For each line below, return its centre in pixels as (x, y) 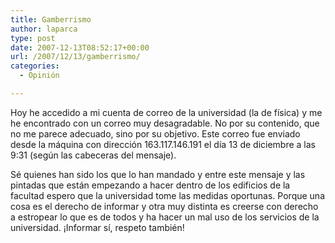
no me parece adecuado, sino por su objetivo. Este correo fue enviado (155, 133)
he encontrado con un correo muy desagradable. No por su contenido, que (165, 123)
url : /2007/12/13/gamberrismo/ (75, 57)
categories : (35, 66)
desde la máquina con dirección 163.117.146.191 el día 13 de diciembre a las (163, 144)
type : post (33, 38)
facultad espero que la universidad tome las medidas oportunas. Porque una (167, 195)
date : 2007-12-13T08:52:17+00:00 (80, 47)
